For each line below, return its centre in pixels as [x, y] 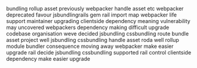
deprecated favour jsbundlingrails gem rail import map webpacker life [92, 15]
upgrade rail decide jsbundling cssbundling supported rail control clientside [99, 52]
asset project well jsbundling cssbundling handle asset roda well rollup [93, 40]
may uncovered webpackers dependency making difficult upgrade [88, 27]
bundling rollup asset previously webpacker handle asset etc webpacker [95, 9]
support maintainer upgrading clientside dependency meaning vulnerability [98, 21]
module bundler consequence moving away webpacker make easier [90, 46]
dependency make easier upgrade [48, 59]
